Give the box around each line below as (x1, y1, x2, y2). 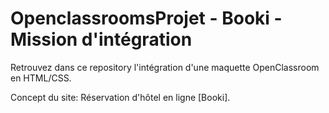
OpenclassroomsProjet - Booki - (10, 7, 283, 30)
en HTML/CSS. (10, 72, 72, 84)
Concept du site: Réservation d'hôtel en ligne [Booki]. (10, 91, 231, 103)
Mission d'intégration (10, 28, 193, 51)
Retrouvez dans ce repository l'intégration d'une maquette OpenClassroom (10, 61, 320, 73)
